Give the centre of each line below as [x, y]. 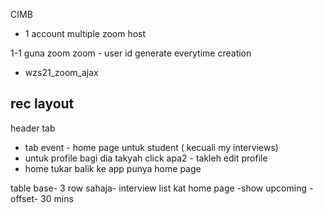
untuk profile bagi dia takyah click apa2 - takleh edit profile [146, 158]
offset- [24, 198]
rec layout [42, 104]
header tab [33, 128]
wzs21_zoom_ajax [61, 72]
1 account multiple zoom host [85, 33]
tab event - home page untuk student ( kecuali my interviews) [151, 147]
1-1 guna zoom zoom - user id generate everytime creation [131, 53]
